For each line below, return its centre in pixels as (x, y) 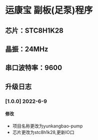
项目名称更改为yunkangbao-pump (47, 126)
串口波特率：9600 (34, 68)
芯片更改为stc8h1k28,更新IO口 (43, 132)
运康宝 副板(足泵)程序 (49, 10)
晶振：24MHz (27, 49)
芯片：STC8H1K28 (34, 30)
